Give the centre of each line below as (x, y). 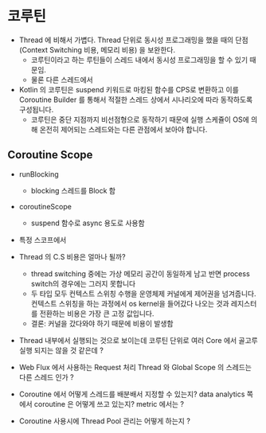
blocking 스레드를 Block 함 (73, 190)
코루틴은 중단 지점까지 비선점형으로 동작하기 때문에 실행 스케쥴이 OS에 (140, 119)
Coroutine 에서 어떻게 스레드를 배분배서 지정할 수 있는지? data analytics (132, 394)
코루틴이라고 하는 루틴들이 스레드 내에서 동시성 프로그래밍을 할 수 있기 (139, 60)
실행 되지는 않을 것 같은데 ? (61, 350)
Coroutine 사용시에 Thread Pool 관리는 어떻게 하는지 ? (104, 421)
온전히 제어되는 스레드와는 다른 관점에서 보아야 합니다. (123, 129)
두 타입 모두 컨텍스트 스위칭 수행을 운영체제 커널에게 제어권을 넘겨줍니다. (143, 293)
